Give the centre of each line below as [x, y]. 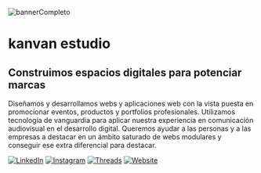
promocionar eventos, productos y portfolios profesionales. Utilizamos [122, 112]
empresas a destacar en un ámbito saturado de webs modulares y [115, 137]
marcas [27, 85]
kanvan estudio [60, 44]
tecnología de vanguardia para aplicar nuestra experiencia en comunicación [131, 120]
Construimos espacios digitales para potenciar [125, 72]
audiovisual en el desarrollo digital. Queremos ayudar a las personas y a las [130, 128]
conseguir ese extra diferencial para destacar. [82, 145]
